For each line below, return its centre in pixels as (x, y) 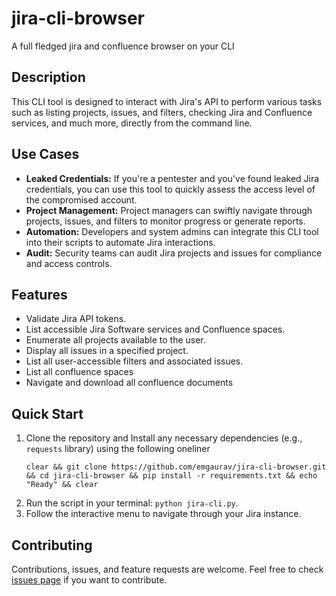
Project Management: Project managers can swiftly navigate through (169, 210)
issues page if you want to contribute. (89, 580)
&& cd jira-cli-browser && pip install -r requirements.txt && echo (171, 476)
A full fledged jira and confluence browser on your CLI (123, 46)
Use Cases (45, 154)
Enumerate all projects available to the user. (115, 340)
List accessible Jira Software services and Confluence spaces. (155, 329)
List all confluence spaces (79, 372)
